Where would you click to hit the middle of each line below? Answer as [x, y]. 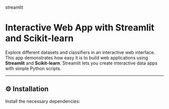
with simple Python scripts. [33, 68]
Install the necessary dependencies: [43, 101]
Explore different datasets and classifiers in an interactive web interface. [80, 52]
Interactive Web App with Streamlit [80, 28]
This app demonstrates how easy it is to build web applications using [77, 58]
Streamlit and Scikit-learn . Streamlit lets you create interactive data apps [81, 63]
